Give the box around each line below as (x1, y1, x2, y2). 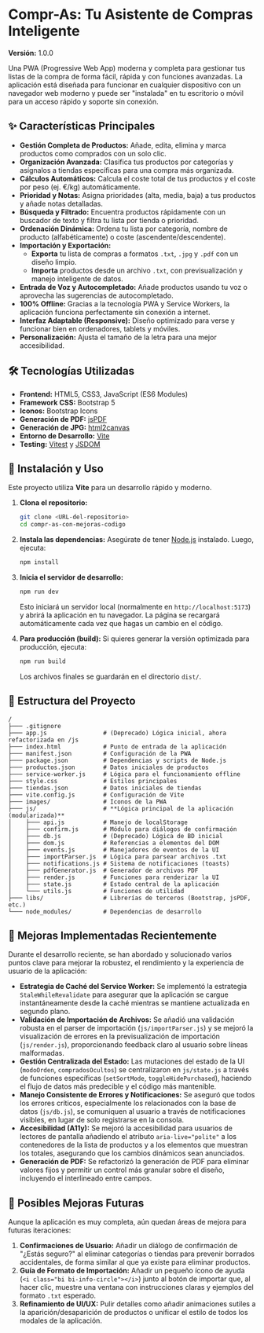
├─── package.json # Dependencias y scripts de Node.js (8, 756, 226, 764)
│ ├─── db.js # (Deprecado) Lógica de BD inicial (8, 832, 223, 840)
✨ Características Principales (8, 119, 156, 133)
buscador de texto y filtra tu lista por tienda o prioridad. (19, 215, 199, 225)
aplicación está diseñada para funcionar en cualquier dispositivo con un (8, 80, 241, 90)
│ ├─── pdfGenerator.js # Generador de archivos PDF (8, 866, 199, 874)
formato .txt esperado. (19, 1291, 97, 1301)
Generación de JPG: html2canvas (19, 423, 130, 432)
